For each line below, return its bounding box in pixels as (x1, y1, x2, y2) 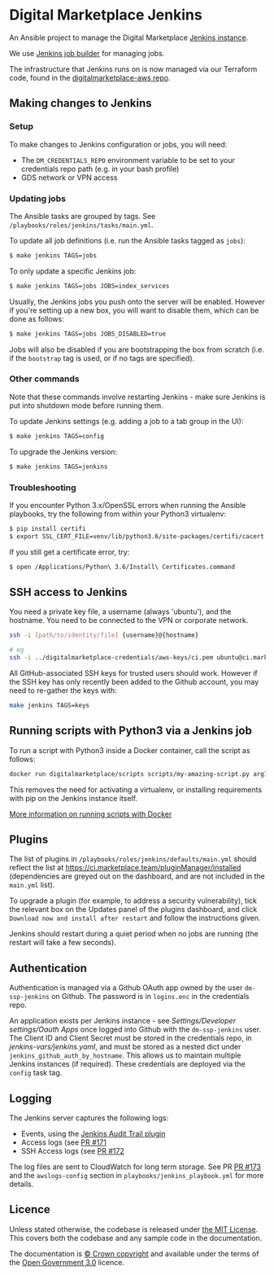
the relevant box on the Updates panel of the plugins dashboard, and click (9, 905, 258, 914)
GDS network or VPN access (20, 173, 118, 182)
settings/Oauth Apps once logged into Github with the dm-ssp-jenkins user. (9, 1024, 262, 1035)
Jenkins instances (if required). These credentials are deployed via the (9, 1059, 246, 1069)
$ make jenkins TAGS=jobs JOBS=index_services (9, 282, 170, 290)
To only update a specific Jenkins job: (9, 266, 137, 276)
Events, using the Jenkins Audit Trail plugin (20, 1128, 166, 1138)
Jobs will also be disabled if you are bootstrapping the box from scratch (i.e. (9, 344, 265, 354)
